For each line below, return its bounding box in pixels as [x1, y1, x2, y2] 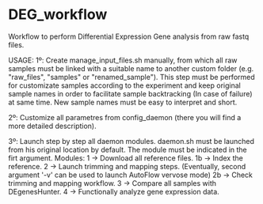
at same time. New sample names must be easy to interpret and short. [8, 97, 238, 107]
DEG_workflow [8, 6, 108, 24]
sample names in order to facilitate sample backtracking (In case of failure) [8, 89, 253, 98]
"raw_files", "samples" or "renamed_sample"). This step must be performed [8, 72, 255, 81]
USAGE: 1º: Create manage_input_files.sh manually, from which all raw [8, 55, 238, 65]
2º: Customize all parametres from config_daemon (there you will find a [8, 112, 242, 122]
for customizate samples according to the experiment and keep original [8, 81, 242, 90]
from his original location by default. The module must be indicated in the [8, 145, 247, 154]
